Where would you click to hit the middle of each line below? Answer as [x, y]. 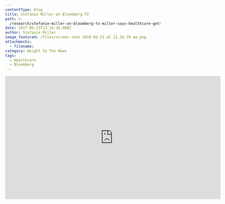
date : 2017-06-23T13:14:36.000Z [38, 28]
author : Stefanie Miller [31, 33]
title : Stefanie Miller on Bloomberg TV [47, 14]
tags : [11, 55]
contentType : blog [24, 10]
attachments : [18, 42]
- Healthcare [23, 60]
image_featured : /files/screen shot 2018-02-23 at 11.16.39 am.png [76, 37]
